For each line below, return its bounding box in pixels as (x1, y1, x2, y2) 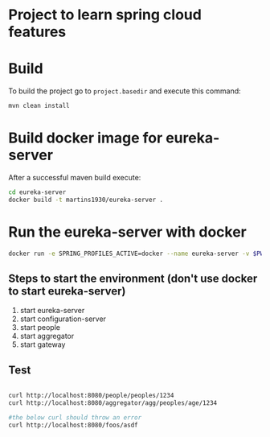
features (8, 23, 67, 41)
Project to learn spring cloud (8, 6, 202, 24)
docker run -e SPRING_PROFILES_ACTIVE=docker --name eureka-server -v (8, 249, 250, 258)
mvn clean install (8, 102, 70, 110)
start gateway (19, 340, 66, 349)
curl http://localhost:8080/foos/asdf (8, 421, 138, 429)
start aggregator (19, 332, 75, 341)
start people (19, 323, 60, 332)
